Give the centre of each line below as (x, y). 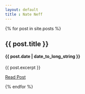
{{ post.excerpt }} (23, 68)
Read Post (15, 77)
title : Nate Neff (24, 14)
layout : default (22, 10)
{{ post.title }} (27, 44)
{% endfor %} (19, 87)
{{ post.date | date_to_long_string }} (43, 56)
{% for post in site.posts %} (33, 28)
